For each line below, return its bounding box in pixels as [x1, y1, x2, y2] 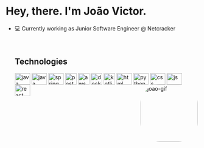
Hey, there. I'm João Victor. [5, 4, 147, 18]
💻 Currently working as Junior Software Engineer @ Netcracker [14, 24, 176, 32]
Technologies [14, 57, 68, 67]
